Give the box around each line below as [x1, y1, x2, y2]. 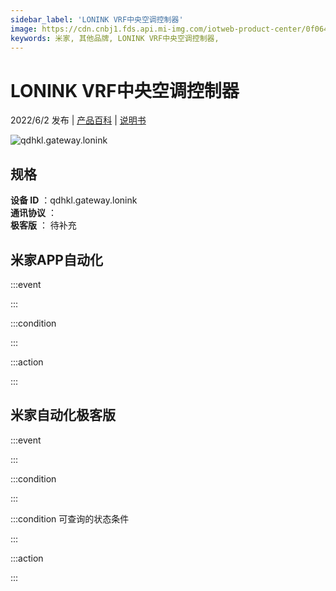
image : [10, 24, 38, 34]
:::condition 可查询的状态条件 [10, 512, 130, 525]
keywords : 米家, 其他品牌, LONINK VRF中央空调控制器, [10, 33, 220, 43]
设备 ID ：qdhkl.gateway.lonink [10, 194, 138, 206]
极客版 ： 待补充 [10, 219, 77, 231]
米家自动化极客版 [10, 407, 116, 424]
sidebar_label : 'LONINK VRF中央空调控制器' [10, 14, 184, 25]
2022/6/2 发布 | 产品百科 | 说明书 [10, 114, 147, 126]
